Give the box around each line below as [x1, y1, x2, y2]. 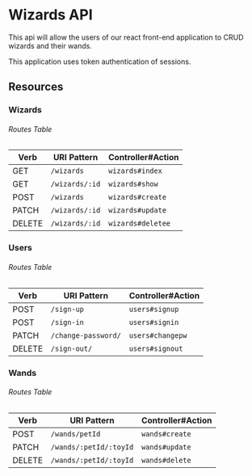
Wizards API [8, 6, 93, 24]
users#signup [128, 305, 179, 314]
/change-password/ [50, 331, 121, 340]
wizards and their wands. [8, 40, 93, 50]
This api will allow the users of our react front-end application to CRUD [8, 32, 244, 42]
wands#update [141, 442, 191, 452]
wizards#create [108, 192, 167, 202]
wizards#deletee [108, 219, 171, 228]
